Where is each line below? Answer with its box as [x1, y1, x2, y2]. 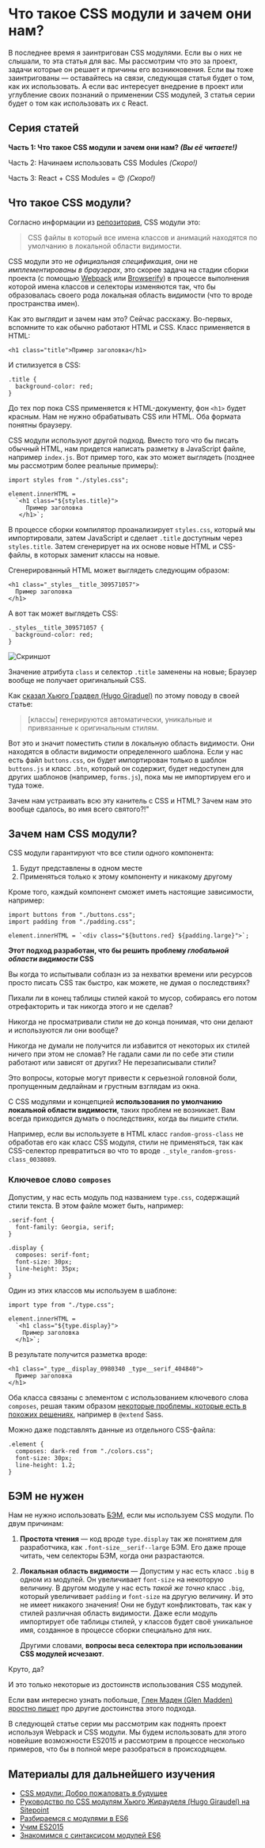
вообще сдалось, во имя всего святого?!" [8, 804, 150, 814]
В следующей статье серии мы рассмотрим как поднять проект [8, 1719, 227, 1729]
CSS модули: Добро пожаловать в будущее [19, 1789, 168, 1798]
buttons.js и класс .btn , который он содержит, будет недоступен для [8, 763, 244, 773]
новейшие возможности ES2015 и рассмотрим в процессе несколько [8, 1736, 245, 1746]
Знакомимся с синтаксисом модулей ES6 [19, 1831, 161, 1840]
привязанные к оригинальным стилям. [27, 723, 160, 732]
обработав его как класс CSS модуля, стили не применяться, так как [8, 1137, 244, 1147]
